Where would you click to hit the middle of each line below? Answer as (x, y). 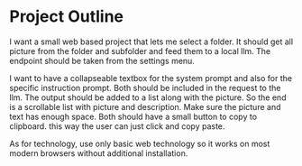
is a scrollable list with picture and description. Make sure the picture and (145, 106)
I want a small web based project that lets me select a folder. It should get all (151, 41)
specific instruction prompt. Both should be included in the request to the (145, 88)
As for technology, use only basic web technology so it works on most (140, 143)
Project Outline (67, 17)
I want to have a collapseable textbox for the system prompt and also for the (151, 78)
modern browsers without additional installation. (99, 153)
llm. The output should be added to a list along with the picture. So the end (148, 97)
